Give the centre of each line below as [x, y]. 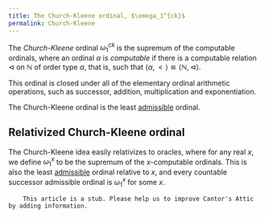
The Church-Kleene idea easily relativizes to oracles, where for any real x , [131, 152]
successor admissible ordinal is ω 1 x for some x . [87, 183]
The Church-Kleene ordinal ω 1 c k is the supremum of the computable [122, 47]
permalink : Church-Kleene [52, 23]
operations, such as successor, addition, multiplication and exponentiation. [132, 91]
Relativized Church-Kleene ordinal [97, 132]
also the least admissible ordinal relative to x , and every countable [118, 172]
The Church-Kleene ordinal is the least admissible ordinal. [104, 107]
